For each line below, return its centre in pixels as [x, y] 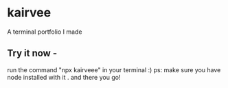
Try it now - [32, 53]
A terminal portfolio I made [45, 32]
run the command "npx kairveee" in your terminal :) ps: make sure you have [114, 69]
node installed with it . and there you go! [64, 77]
